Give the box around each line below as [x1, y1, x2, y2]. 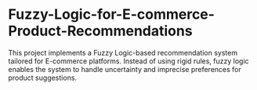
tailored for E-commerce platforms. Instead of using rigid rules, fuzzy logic [8, 56, 249, 66]
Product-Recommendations [8, 22, 194, 40]
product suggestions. [8, 73, 77, 82]
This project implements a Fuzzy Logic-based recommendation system [8, 48, 237, 57]
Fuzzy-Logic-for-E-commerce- [8, 5, 215, 23]
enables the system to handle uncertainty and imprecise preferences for [8, 64, 241, 74]
